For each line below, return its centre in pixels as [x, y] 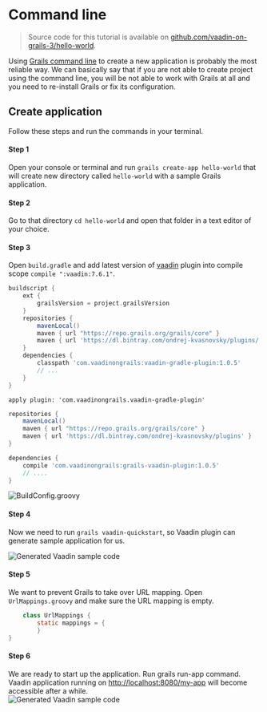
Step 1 [19, 149]
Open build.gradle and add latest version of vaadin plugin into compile [126, 265]
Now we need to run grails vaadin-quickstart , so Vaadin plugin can [122, 532]
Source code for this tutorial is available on [98, 37]
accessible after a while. [48, 690]
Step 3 [19, 247]
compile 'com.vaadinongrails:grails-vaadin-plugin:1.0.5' [121, 465]
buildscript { [32, 289]
